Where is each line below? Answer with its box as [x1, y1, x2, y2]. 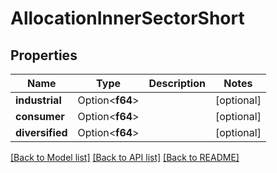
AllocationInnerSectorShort [10, 7, 245, 30]
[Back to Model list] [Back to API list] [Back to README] [10, 152, 240, 163]
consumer [15, 110, 65, 123]
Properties [10, 47, 78, 64]
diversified [15, 126, 68, 139]
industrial [15, 93, 62, 107]
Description [148, 77, 206, 90]
